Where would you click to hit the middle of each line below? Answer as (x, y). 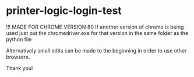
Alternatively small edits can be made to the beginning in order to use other (96, 50)
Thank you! (20, 68)
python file (19, 39)
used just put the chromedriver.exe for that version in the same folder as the (97, 33)
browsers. (18, 57)
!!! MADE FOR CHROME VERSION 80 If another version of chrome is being (95, 27)
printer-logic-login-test (64, 11)
